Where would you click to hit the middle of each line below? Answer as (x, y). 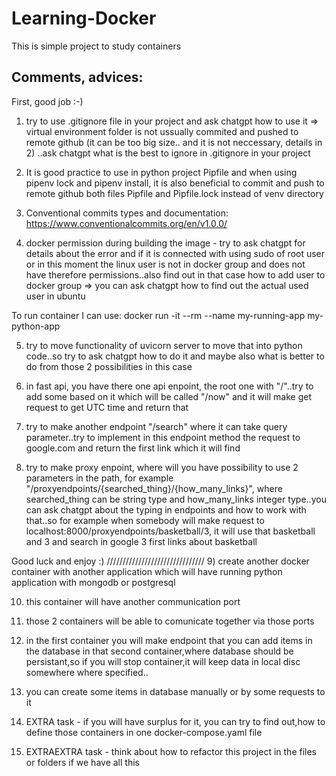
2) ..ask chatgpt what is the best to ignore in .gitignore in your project (168, 153)
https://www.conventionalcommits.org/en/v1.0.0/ (126, 223)
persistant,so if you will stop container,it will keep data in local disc (163, 661)
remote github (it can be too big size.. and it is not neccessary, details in (174, 142)
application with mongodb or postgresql (93, 582)
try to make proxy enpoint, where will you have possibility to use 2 (162, 467)
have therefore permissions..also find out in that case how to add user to (175, 274)
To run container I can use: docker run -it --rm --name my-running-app (158, 315)
